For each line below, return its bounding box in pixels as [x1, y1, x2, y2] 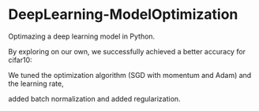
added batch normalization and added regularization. [8, 94, 181, 103]
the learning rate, [8, 79, 65, 88]
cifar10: [8, 55, 33, 65]
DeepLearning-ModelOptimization [8, 6, 238, 24]
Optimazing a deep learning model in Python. [8, 31, 156, 41]
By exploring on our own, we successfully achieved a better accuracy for [8, 46, 246, 56]
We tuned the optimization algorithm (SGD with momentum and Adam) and [8, 70, 252, 80]
